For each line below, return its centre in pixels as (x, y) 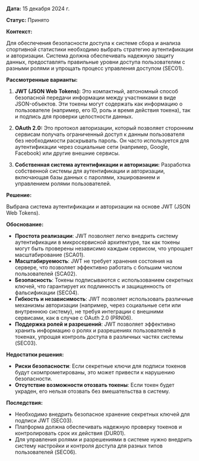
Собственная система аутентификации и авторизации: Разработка (103, 165)
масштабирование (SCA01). (50, 255)
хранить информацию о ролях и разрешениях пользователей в (95, 330)
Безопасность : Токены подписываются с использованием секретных (104, 280)
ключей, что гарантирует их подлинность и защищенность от (93, 286)
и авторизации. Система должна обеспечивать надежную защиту (90, 55)
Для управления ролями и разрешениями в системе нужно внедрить (103, 439)
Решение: (19, 195)
